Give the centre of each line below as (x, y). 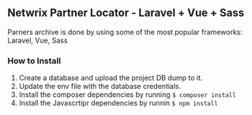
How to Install (34, 61)
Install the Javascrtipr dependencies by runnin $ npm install (118, 103)
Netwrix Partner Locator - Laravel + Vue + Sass (126, 13)
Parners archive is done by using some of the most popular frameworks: (125, 32)
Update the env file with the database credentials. (100, 87)
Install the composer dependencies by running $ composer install (127, 95)
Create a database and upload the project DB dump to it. (111, 78)
